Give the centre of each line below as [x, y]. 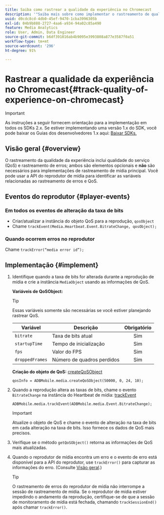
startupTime [28, 344]
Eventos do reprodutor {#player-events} [68, 196]
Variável [31, 328]
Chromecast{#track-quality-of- [83, 89]
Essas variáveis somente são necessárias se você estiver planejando [82, 311]
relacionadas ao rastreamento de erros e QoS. [51, 181]
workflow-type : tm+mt [27, 42]
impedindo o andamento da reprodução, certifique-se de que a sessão [83, 497]
